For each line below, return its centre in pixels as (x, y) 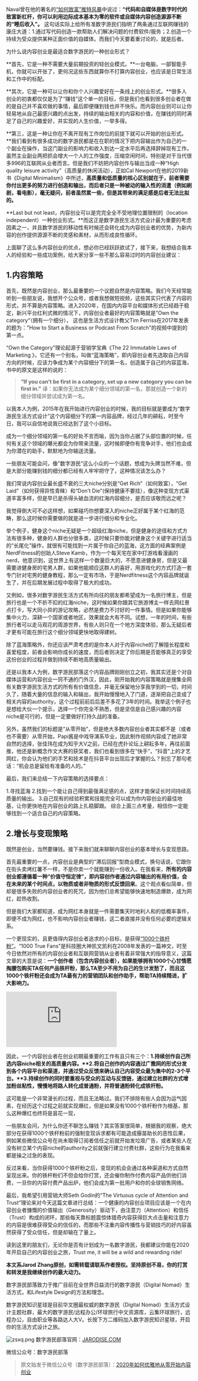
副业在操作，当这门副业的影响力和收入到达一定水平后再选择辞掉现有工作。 (101, 148)
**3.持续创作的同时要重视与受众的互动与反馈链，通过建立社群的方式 (100, 1078)
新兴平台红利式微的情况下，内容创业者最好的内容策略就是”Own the (97, 312)
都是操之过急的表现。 (32, 1155)
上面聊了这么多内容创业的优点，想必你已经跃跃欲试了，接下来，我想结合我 (96, 247)
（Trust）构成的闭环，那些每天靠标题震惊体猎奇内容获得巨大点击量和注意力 (98, 1217)
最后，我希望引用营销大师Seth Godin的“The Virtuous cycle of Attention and (97, 1195)
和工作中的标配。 (27, 79)
